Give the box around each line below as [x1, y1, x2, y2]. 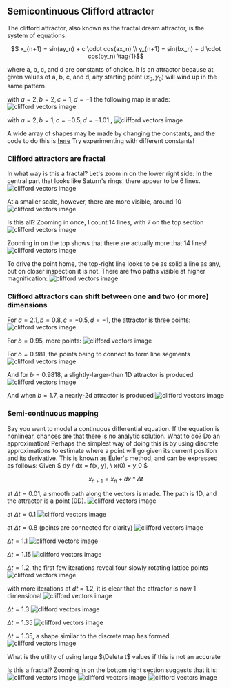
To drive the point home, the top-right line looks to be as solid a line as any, [7, 259, 221, 268]
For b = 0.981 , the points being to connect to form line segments [7, 350, 191, 359]
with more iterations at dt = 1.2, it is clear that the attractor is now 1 [7, 584, 197, 593]
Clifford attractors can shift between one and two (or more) [7, 292, 209, 301]
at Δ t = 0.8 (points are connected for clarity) [7, 524, 133, 532]
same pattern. [7, 82, 47, 90]
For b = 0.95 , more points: [7, 336, 81, 345]
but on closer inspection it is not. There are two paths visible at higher [7, 267, 205, 275]
